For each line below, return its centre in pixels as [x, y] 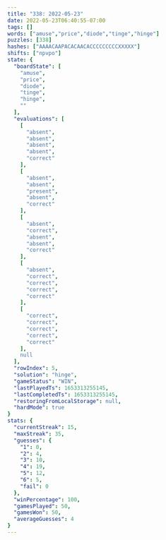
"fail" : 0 [35, 486]
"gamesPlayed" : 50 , [42, 506]
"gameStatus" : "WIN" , [46, 381]
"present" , [42, 191]
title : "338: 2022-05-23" [45, 14]
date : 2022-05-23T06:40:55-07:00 [57, 20]
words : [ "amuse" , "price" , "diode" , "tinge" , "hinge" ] [83, 34]
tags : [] [20, 27]
